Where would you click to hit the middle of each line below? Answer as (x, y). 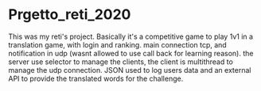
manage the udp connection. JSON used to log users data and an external (130, 70)
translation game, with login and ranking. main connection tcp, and (117, 44)
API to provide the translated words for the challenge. (96, 78)
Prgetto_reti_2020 (70, 15)
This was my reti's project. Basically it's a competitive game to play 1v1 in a (130, 36)
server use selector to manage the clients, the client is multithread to (121, 62)
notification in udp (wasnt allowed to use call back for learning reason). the (131, 53)
